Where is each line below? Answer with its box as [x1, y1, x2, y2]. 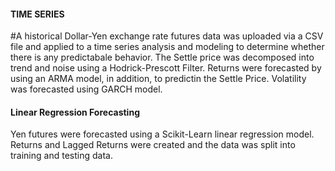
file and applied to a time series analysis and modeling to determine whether [10, 41, 325, 53]
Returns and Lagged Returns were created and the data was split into [10, 139, 296, 151]
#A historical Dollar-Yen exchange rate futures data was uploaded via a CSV [10, 30, 324, 42]
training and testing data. [10, 150, 113, 162]
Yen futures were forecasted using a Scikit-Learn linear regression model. [10, 128, 315, 140]
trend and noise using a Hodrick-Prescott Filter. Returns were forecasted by [10, 62, 322, 74]
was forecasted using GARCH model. [10, 83, 163, 95]
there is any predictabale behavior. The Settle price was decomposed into [10, 51, 315, 64]
